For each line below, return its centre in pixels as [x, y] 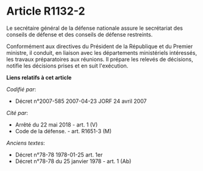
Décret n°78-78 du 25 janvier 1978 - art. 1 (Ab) [73, 161]
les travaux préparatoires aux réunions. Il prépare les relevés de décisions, [100, 59]
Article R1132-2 [46, 11]
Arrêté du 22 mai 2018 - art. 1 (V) [56, 124]
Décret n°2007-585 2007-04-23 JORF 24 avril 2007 [81, 101]
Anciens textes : [26, 143]
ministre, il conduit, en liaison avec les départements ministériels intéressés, [101, 52]
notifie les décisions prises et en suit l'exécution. [67, 66]
